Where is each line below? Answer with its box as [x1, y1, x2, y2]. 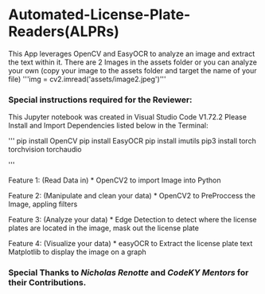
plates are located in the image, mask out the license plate [8, 223, 199, 233]
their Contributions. [8, 277, 87, 288]
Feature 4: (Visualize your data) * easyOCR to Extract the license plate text [8, 239, 253, 249]
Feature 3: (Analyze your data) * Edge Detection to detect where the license [8, 215, 257, 225]
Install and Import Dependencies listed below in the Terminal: [8, 121, 208, 131]
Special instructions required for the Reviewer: [8, 94, 193, 105]
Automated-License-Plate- [8, 6, 191, 24]
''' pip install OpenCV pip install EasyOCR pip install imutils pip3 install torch [8, 136, 256, 146]
